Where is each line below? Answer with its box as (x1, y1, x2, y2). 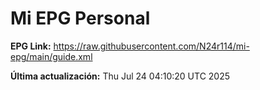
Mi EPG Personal (10, 7, 151, 30)
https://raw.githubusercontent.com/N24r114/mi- (53, 40, 250, 52)
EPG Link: (10, 40, 52, 52)
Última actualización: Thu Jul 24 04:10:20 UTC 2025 (10, 70, 231, 82)
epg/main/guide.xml (10, 50, 93, 62)
